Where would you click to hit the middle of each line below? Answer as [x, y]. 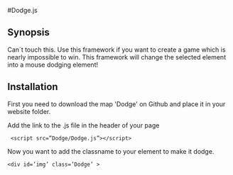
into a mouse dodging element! [53, 64]
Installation [33, 87]
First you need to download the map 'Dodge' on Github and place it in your [116, 104]
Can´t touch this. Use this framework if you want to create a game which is [116, 50]
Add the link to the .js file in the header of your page [83, 125]
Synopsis [28, 32]
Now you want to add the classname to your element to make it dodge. [111, 151]
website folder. [29, 111]
